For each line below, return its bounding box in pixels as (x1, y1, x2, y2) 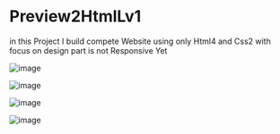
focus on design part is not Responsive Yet (9, 45, 168, 55)
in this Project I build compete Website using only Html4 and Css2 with (9, 36, 271, 46)
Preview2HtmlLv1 (9, 6, 142, 27)
